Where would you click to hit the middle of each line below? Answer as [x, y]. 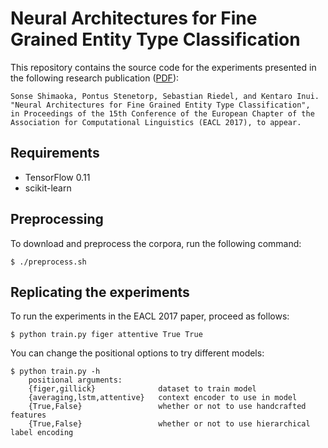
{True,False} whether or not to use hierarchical [169, 424]
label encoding [42, 433]
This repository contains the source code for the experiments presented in [163, 67]
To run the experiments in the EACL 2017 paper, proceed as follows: [150, 316]
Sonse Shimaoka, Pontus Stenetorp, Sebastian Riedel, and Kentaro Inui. [165, 96]
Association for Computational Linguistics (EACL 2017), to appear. [156, 122]
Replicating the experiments [100, 292]
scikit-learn [48, 188]
